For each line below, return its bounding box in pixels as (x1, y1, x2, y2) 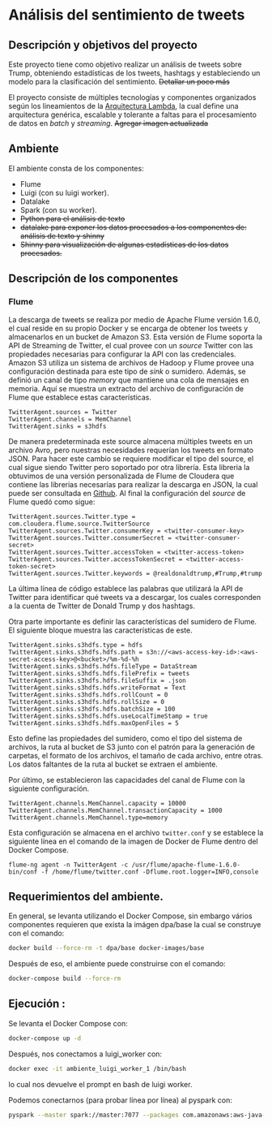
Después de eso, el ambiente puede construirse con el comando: (8, 959, 227, 969)
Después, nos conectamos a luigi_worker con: (8, 1049, 163, 1059)
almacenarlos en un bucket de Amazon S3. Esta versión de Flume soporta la (8, 331, 263, 342)
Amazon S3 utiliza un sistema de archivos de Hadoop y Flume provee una (8, 357, 254, 367)
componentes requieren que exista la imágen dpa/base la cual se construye (8, 920, 261, 930)
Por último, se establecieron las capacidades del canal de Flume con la (8, 775, 245, 784)
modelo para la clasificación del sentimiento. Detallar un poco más (8, 77, 231, 86)
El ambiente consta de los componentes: (8, 163, 144, 173)
